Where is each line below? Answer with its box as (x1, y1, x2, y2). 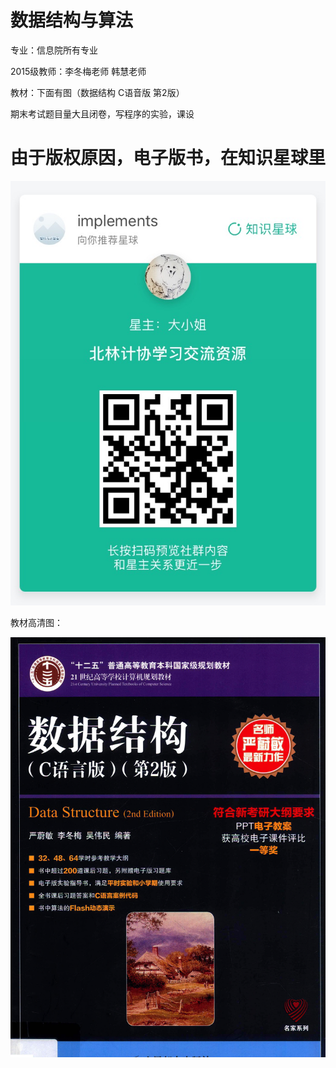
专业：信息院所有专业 (10, 44, 98, 56)
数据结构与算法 (10, 9, 134, 32)
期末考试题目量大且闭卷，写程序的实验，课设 (10, 107, 195, 120)
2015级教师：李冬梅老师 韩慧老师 (10, 65, 147, 77)
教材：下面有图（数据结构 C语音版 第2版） (10, 86, 185, 98)
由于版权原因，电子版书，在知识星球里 (10, 147, 327, 170)
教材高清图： (10, 617, 63, 629)
